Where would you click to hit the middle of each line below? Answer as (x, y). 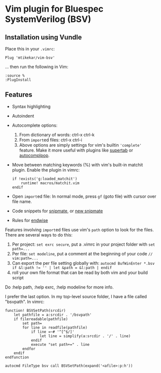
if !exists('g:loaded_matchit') (44, 179)
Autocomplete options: (35, 125)
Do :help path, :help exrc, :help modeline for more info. (59, 287)
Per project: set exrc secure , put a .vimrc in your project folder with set (83, 244)
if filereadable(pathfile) (41, 319)
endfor (29, 349)
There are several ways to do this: (39, 235)
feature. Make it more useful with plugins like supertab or (76, 150)
